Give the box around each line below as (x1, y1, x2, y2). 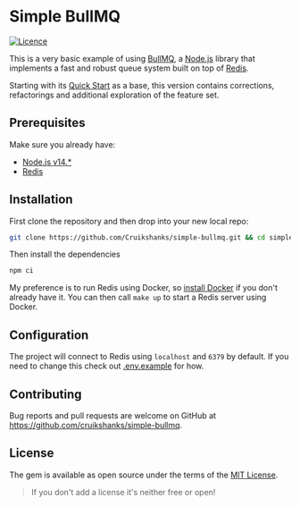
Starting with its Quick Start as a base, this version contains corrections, (9, 80, 275, 90)
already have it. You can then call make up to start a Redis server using (9, 292, 267, 303)
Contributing (9, 386, 82, 401)
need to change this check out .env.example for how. (9, 360, 204, 372)
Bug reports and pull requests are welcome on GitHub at (9, 409, 217, 421)
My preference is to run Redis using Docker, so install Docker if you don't (9, 283, 279, 293)
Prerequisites (9, 115, 86, 131)
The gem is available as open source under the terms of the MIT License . (9, 469, 279, 480)
